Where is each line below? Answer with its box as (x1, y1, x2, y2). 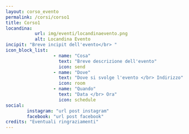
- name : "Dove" (53, 69, 91, 75)
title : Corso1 (5, 20, 41, 25)
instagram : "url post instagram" (27, 108, 110, 114)
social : (5, 102, 25, 109)
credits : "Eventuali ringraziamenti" (5, 119, 99, 125)
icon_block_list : (5, 47, 49, 53)
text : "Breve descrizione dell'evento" (58, 58, 158, 64)
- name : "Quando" (53, 86, 96, 92)
